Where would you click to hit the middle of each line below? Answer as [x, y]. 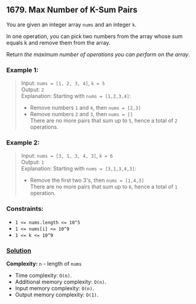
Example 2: [23, 143]
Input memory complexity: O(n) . [55, 288]
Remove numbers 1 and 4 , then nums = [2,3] [85, 108]
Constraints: [25, 209]
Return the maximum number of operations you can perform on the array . [98, 54]
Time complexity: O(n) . [43, 275]
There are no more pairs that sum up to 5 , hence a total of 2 [104, 121]
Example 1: [22, 70]
